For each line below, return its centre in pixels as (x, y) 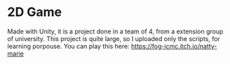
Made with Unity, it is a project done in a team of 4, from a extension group (115, 31)
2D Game (34, 12)
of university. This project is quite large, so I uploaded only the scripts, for (114, 38)
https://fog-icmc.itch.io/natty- (174, 46)
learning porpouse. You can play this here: (68, 46)
